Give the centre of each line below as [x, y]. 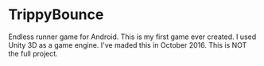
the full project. [33, 53]
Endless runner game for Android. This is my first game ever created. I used [132, 37]
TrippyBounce [56, 15]
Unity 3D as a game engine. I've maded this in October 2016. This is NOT [128, 45]
